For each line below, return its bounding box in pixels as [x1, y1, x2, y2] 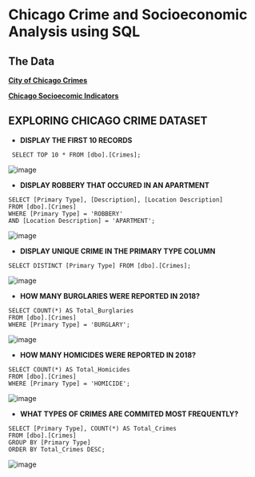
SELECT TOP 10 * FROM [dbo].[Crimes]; [11, 150, 141, 159]
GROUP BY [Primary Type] [8, 438, 91, 447]
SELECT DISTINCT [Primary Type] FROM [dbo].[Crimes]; [8, 261, 192, 269]
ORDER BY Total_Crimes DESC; [8, 445, 106, 453]
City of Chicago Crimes [8, 76, 88, 85]
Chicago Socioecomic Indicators [8, 91, 119, 101]
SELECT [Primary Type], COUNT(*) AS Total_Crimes [8, 424, 177, 432]
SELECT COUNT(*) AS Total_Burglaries [8, 306, 134, 315]
